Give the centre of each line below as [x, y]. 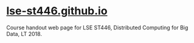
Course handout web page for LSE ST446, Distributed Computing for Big [97, 27]
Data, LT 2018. [24, 33]
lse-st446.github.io [57, 11]
